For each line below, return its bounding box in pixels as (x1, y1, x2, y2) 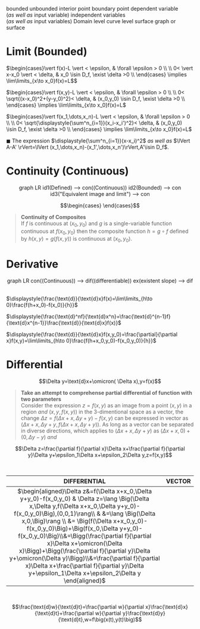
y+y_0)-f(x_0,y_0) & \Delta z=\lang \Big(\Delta (20, 494, 150, 503)
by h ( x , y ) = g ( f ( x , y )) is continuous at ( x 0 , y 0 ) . (20, 235, 133, 244)
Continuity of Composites (20, 213, 86, 220)
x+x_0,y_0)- (112, 517, 148, 525)
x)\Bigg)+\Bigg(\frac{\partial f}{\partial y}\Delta (18, 547, 151, 555)
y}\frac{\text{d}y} (122, 610, 165, 617)
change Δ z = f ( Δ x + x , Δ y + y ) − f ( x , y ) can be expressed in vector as (20, 415, 189, 422)
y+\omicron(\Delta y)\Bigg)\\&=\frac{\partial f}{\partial (9, 554, 160, 562)
